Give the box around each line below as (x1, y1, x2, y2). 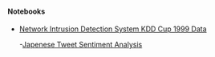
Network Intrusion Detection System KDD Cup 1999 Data (18, 24, 207, 34)
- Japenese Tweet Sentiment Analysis (18, 40, 143, 50)
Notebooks (7, 6, 46, 16)
